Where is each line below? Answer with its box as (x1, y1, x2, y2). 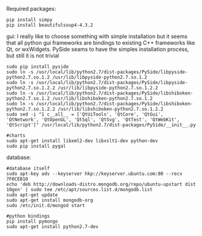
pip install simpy (6, 17, 53, 23)
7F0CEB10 (6, 176, 28, 182)
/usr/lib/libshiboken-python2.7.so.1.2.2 (57, 106, 164, 112)
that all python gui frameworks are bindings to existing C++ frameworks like (6, 39, 195, 46)
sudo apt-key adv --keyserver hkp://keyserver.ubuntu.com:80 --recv (6, 171, 183, 177)
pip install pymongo (6, 218, 59, 225)
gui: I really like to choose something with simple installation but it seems (6, 33, 187, 40)
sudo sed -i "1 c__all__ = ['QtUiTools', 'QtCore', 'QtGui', (6, 111, 164, 117)
